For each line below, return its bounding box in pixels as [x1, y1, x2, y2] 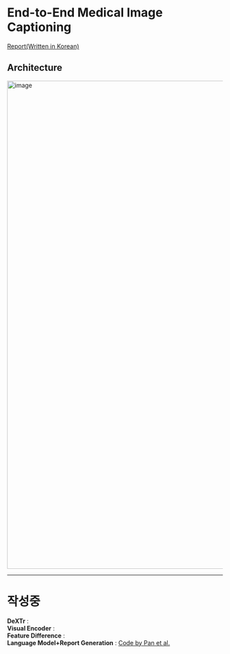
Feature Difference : [7, 631, 65, 640]
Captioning [7, 19, 72, 35]
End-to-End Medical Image [7, 5, 163, 21]
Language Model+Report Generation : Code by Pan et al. [7, 638, 170, 646]
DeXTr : [7, 616, 29, 625]
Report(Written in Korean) [7, 42, 80, 50]
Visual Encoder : [7, 624, 55, 632]
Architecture [7, 62, 63, 73]
